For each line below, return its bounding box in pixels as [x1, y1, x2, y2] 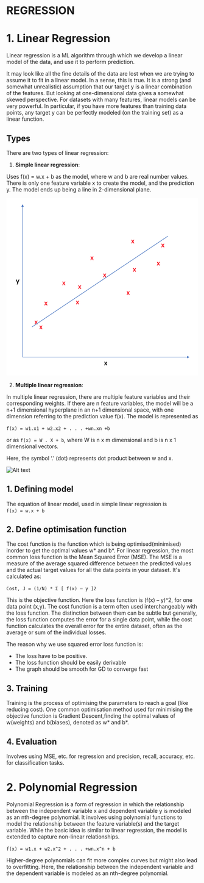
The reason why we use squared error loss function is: [6, 641, 143, 648]
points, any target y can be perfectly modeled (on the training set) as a [6, 109, 184, 116]
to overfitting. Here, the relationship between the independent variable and [6, 863, 194, 870]
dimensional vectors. [6, 443, 59, 450]
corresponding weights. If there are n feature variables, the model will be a [6, 399, 194, 407]
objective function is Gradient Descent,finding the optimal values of [6, 712, 175, 720]
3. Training [6, 683, 48, 693]
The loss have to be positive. [15, 652, 88, 660]
